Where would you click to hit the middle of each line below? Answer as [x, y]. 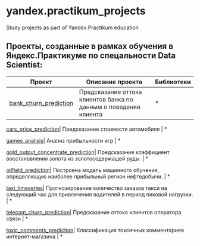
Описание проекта [114, 82]
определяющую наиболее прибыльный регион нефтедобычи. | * [88, 176]
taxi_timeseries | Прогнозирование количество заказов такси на [87, 188]
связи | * [17, 219]
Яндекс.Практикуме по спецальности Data [91, 56]
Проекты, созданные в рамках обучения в [90, 46]
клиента [91, 114]
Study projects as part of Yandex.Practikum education [72, 27]
